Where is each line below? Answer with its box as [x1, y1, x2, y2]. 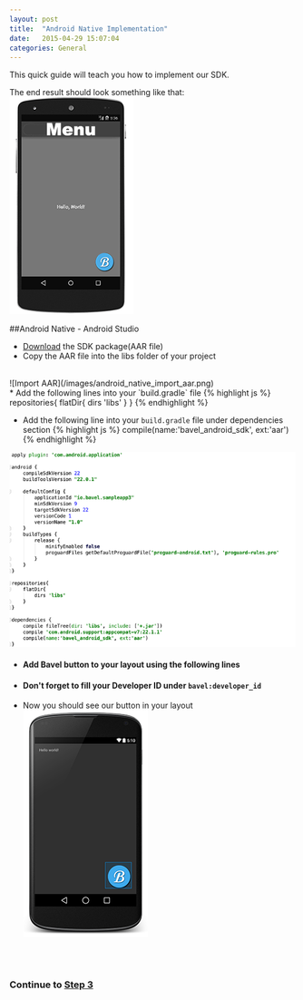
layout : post [9, 15, 59, 24]
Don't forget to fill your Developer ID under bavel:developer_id [22, 680, 261, 691]
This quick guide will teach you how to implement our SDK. [9, 69, 230, 81]
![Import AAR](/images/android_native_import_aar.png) [9, 377, 215, 389]
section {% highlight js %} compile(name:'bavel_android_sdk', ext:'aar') [22, 425, 289, 436]
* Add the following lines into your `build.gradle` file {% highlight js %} [9, 387, 271, 398]
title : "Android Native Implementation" [9, 24, 169, 34]
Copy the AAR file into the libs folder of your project [22, 350, 216, 362]
